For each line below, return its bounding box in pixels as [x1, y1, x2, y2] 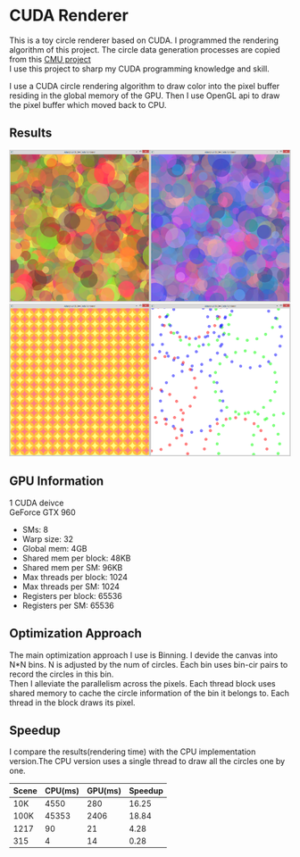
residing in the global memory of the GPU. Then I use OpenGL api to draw [9, 90, 280, 101]
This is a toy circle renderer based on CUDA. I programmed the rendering [9, 35, 279, 46]
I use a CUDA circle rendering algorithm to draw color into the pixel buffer [9, 80, 280, 91]
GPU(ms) [87, 785, 122, 795]
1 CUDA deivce [9, 497, 64, 508]
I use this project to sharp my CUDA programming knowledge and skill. [9, 63, 270, 74]
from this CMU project [9, 54, 91, 64]
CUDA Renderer [9, 5, 129, 26]
